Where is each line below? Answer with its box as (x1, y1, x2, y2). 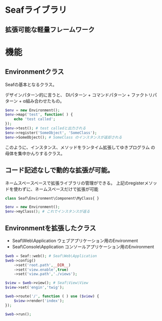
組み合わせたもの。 (25, 98, 64, 104)
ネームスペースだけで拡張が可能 (35, 186, 99, 192)
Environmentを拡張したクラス (5, 224, 96, 232)
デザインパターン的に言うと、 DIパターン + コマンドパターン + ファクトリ (5, 92, 153, 98)
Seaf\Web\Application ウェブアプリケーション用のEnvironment (12, 238, 138, 243)
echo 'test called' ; (14, 117, 56, 122)
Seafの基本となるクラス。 (5, 81, 57, 87)
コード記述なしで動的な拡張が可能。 (5, 166, 114, 175)
